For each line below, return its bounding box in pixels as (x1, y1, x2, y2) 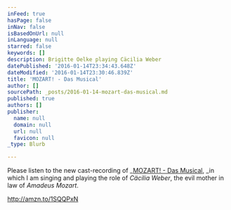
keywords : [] (7, 50, 46, 57)
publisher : (7, 108, 39, 115)
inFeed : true (7, 10, 46, 18)
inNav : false (7, 23, 46, 30)
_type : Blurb (7, 141, 46, 148)
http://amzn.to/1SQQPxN (7, 195, 79, 204)
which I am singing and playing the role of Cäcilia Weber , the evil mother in (7, 173, 225, 183)
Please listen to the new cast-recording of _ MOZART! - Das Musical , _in (7, 166, 215, 175)
